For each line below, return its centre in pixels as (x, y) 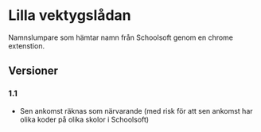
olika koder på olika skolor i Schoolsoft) (84, 119)
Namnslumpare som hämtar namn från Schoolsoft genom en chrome (121, 37)
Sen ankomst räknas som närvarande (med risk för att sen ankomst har (136, 111)
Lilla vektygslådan (70, 16)
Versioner (33, 71)
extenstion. (27, 45)
